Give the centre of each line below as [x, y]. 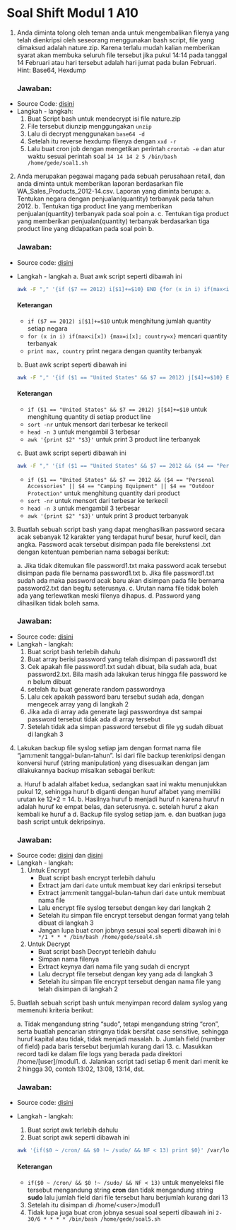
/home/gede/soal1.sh [58, 163]
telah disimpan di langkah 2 [78, 989]
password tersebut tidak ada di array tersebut [94, 719]
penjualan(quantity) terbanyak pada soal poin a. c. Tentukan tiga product [123, 214]
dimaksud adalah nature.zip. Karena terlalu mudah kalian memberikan [118, 47]
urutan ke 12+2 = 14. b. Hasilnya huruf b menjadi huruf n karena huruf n [120, 799]
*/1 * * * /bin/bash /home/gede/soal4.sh [100, 938]
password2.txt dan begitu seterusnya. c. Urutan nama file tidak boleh [117, 588]
